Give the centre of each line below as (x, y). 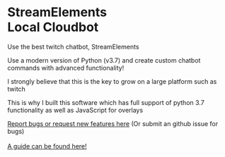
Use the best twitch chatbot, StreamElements (73, 46)
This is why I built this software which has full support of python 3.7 (106, 102)
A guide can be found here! (47, 146)
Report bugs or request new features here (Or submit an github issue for (113, 123)
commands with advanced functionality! (66, 68)
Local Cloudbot (53, 27)
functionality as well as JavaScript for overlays (75, 110)
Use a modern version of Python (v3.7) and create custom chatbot (104, 60)
